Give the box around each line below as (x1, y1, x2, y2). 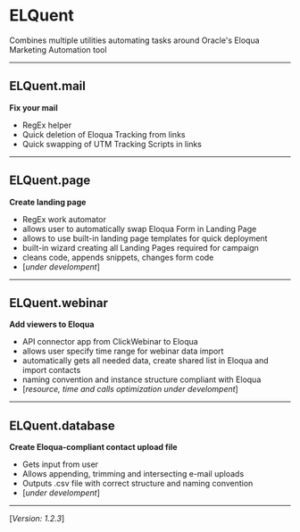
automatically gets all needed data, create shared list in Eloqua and (21, 355, 270, 366)
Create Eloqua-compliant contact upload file (9, 442, 178, 453)
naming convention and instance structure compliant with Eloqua (21, 374, 262, 385)
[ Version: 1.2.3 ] (9, 513, 65, 524)
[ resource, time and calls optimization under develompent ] (21, 384, 238, 395)
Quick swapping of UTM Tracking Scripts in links (21, 138, 203, 149)
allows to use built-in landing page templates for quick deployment (21, 233, 268, 244)
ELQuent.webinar (9, 295, 109, 311)
